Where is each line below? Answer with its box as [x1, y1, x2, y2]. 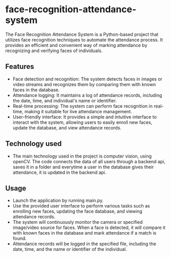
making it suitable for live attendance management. [25, 108, 132, 114]
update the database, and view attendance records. [12, 124, 121, 131]
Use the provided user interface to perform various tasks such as [12, 203, 150, 209]
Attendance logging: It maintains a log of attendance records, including [12, 92, 162, 98]
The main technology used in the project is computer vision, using [12, 153, 152, 159]
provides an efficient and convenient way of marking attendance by [5, 42, 148, 48]
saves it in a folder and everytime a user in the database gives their [12, 164, 154, 170]
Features [5, 62, 34, 71]
